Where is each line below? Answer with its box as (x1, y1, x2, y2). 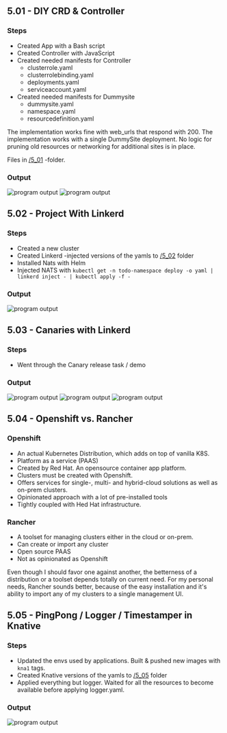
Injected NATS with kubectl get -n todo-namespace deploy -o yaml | (16, 266, 214, 274)
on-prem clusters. (16, 486, 68, 494)
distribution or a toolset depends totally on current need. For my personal (7, 575, 213, 583)
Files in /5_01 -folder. (7, 156, 66, 164)
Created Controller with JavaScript (16, 49, 115, 57)
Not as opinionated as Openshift (16, 554, 108, 562)
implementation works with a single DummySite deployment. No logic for (7, 135, 212, 143)
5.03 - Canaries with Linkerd (7, 325, 131, 336)
